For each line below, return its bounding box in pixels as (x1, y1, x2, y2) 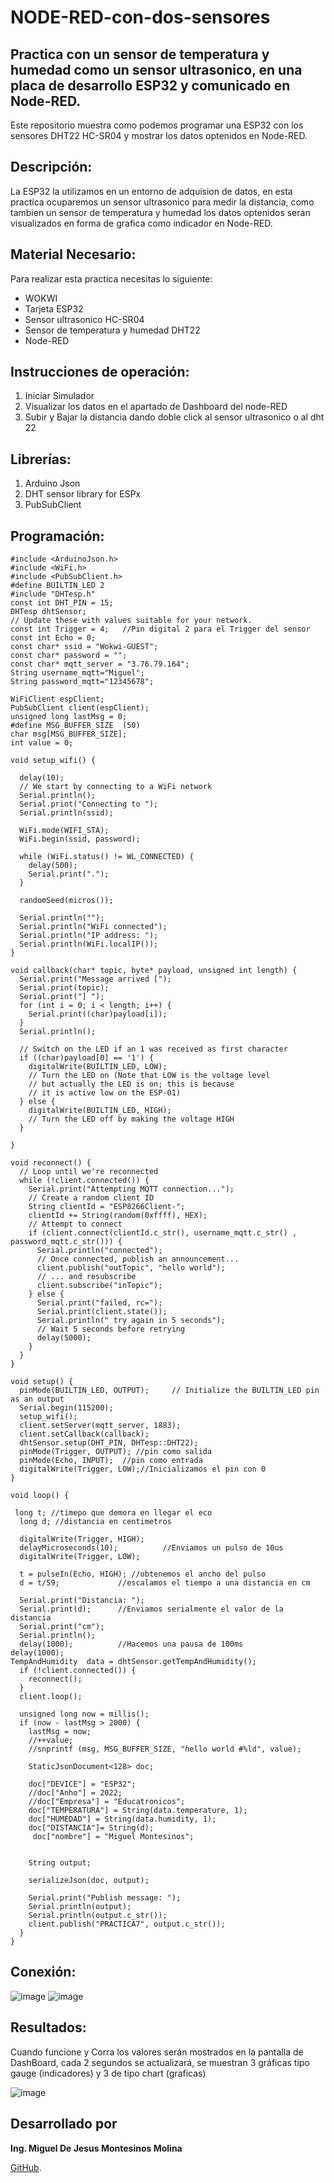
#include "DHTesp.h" (10, 589, 97, 600)
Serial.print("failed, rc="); (36, 1298, 163, 1308)
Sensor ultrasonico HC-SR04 (24, 313, 145, 325)
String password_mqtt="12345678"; (10, 677, 155, 687)
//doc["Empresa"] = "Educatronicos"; (28, 1797, 186, 1807)
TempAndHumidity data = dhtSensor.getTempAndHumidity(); (10, 1657, 257, 1667)
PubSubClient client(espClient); (10, 703, 150, 713)
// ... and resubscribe (36, 1272, 137, 1282)
